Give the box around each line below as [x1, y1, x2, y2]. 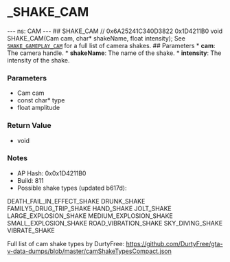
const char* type [16, 96, 65, 105]
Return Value [7, 121, 51, 131]
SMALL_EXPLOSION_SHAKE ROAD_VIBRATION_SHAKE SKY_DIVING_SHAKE [7, 219, 223, 227]
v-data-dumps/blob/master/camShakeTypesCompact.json [7, 247, 172, 255]
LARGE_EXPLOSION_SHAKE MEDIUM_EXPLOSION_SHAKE [7, 211, 173, 220]
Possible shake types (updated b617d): [16, 184, 127, 192]
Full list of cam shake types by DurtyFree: [7, 239, 125, 248]
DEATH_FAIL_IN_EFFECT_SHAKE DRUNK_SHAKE [7, 197, 146, 205]
